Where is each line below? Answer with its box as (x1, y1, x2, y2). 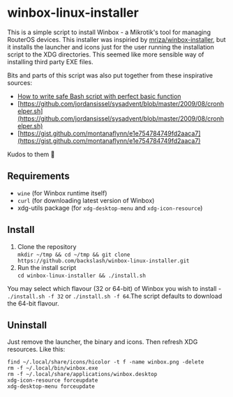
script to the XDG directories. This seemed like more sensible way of (7, 50, 204, 59)
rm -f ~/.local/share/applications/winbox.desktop (7, 371, 158, 378)
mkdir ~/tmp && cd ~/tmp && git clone (17, 251, 130, 258)
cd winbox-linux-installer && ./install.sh (17, 272, 146, 279)
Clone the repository (17, 242, 77, 250)
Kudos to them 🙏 (7, 150, 55, 158)
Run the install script (17, 263, 77, 271)
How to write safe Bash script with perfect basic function (17, 92, 181, 100)
